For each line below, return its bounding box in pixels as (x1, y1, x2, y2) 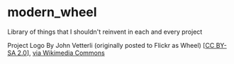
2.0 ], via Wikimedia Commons (17, 49, 105, 57)
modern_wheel (7, 4, 97, 20)
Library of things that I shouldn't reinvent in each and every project (7, 27, 203, 36)
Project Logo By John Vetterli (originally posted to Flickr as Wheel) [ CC (7, 41, 215, 49)
